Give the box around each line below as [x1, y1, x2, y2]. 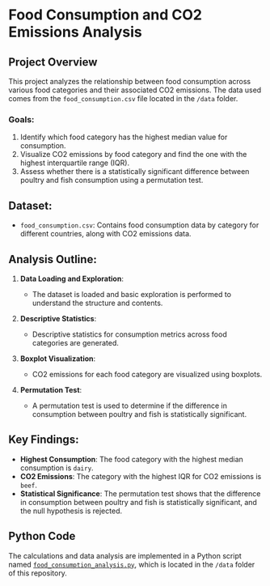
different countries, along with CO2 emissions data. [19, 229, 192, 239]
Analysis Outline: [8, 253, 97, 266]
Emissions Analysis [8, 23, 143, 41]
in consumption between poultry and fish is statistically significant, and [19, 497, 257, 507]
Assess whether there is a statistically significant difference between [19, 167, 250, 176]
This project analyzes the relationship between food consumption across [8, 77, 251, 86]
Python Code [8, 529, 76, 543]
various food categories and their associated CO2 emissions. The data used [8, 85, 262, 95]
